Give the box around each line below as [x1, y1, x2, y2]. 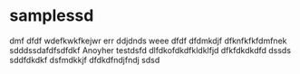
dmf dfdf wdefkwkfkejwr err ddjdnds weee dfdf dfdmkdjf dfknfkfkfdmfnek [9, 35, 287, 46]
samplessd [9, 5, 94, 26]
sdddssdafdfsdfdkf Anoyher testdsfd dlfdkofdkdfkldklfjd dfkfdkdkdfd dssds [9, 44, 292, 55]
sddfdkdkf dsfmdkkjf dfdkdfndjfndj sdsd [9, 54, 160, 65]
